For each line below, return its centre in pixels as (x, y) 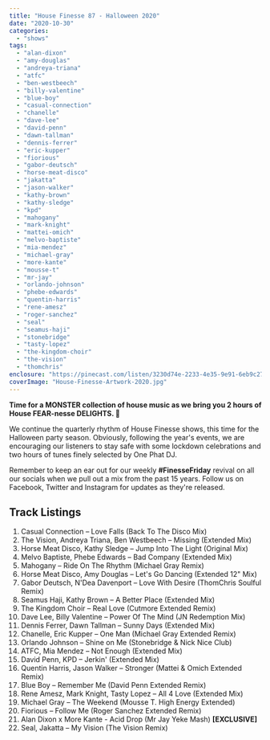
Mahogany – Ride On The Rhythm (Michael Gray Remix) (113, 566)
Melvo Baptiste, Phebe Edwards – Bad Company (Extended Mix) (126, 557)
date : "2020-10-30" (42, 23)
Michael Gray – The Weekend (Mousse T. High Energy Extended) (128, 702)
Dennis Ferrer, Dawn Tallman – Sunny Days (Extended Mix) (118, 626)
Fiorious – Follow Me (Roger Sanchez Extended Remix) (111, 711)
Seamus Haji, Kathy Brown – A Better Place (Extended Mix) (118, 600)
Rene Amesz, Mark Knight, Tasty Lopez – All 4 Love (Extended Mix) (132, 694)
